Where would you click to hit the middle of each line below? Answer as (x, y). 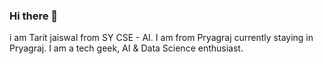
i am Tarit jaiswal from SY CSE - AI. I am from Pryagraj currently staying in (161, 38)
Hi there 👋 (34, 16)
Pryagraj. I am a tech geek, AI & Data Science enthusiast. (126, 48)
